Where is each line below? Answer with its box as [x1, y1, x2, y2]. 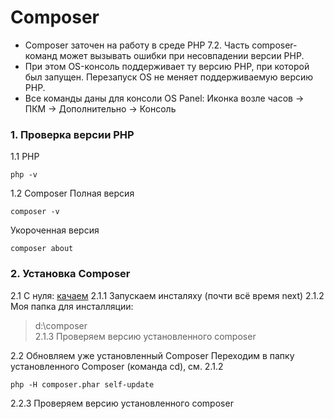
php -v [10, 170, 38, 180]
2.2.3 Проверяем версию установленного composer [10, 397, 234, 409]
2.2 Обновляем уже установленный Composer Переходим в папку [10, 349, 295, 361]
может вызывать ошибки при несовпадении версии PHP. [59, 49, 305, 61]
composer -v [10, 207, 60, 217]
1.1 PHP [10, 151, 40, 163]
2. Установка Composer [10, 267, 131, 281]
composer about [10, 244, 74, 254]
